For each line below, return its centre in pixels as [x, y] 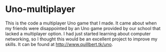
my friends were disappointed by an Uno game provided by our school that [83, 28]
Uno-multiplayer [40, 9]
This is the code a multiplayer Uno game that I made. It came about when [81, 23]
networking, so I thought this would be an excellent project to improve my [81, 39]
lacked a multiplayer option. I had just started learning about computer [78, 33]
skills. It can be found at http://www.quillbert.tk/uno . [59, 44]
